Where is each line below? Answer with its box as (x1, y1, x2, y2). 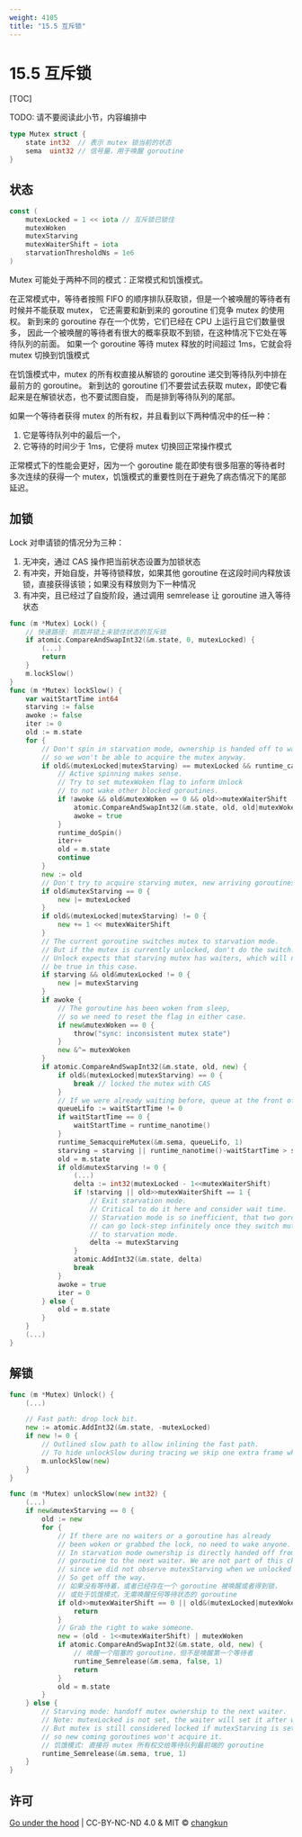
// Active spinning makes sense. (57, 770, 182, 779)
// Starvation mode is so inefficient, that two (89, 1212, 276, 1222)
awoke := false (25, 711, 83, 720)
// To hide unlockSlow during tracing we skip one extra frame (41, 1448, 283, 1457)
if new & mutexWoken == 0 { (57, 1021, 155, 1030)
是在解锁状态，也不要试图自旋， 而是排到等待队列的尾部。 (24, 391, 240, 401)
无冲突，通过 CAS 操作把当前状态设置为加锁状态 (22, 555, 201, 567)
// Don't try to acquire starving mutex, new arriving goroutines (41, 878, 296, 887)
